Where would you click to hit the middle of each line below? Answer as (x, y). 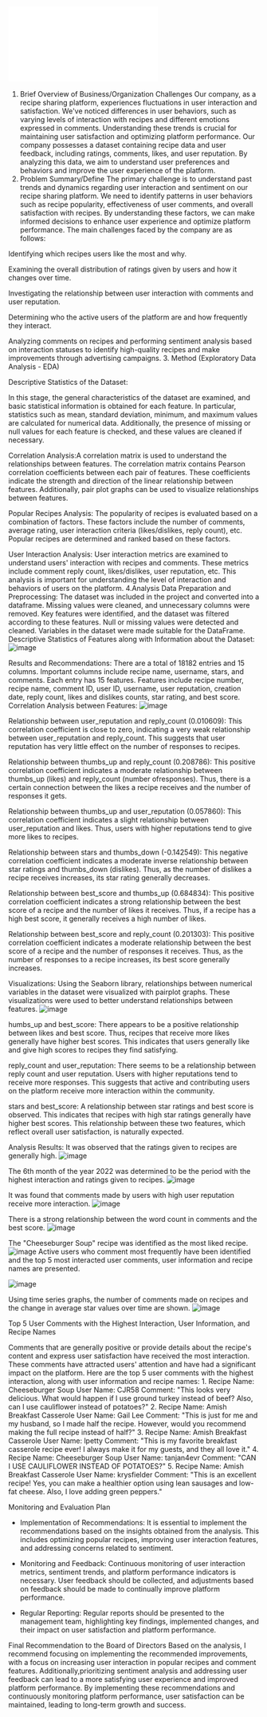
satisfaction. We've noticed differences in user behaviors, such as (128, 111)
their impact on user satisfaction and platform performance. (118, 1630)
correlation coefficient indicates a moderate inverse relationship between (128, 860)
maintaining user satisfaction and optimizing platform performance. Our (137, 137)
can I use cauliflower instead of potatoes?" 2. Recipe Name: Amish (118, 1407)
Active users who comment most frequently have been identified (145, 1251)
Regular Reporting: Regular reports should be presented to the (122, 1613)
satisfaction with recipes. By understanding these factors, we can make (137, 213)
